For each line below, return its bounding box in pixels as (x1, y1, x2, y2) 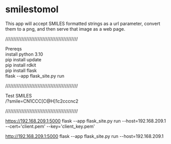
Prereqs (5, 45, 22, 52)
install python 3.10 (5, 51, 43, 57)
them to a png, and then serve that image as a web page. (5, 26, 126, 32)
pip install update (5, 56, 42, 62)
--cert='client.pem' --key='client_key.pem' (5, 123, 95, 129)
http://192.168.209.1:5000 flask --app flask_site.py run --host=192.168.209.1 (5, 133, 164, 139)
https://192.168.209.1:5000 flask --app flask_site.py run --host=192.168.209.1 (5, 117, 166, 124)
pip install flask (5, 67, 37, 74)
